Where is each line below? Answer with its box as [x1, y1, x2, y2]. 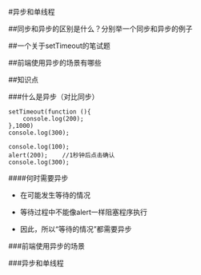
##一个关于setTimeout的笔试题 [8, 41, 111, 50]
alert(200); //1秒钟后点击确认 [8, 151, 115, 159]
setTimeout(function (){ [8, 108, 91, 116]
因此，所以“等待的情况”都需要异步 [19, 225, 132, 233]
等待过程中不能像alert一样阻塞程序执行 [19, 207, 148, 217]
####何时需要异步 [8, 173, 69, 182]
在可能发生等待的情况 [19, 190, 90, 200]
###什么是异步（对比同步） [8, 92, 99, 102]
